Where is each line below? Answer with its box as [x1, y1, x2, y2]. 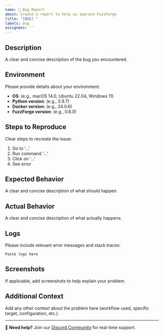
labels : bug [5, 21, 29, 26]
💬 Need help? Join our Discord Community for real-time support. [5, 324, 136, 330]
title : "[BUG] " [5, 16, 38, 21]
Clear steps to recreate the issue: [5, 135, 72, 142]
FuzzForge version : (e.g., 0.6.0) [12, 109, 77, 114]
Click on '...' [12, 156, 36, 161]
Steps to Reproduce [5, 123, 67, 131]
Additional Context [5, 292, 63, 301]
